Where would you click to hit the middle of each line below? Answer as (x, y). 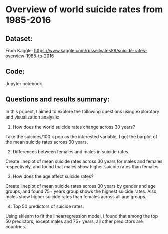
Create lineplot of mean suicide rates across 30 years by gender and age (81, 186)
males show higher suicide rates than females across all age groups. (76, 196)
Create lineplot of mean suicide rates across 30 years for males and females (84, 161)
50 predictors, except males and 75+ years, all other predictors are (74, 221)
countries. (16, 226)
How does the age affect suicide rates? (53, 176)
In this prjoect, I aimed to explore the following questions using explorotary (82, 111)
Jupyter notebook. (24, 83)
